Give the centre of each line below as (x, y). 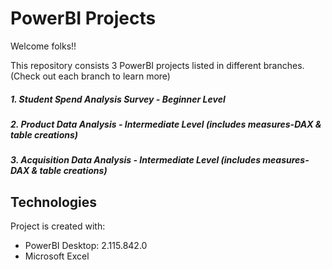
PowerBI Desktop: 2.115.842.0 (86, 246)
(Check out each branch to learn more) (90, 76)
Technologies (54, 202)
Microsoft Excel (57, 256)
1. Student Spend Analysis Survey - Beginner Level (118, 99)
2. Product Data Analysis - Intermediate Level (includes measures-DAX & (166, 124)
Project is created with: (58, 226)
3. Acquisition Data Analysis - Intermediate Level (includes (135, 160)
